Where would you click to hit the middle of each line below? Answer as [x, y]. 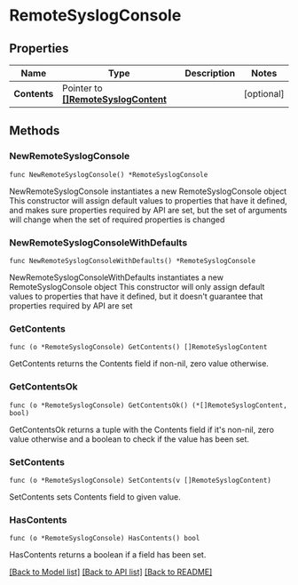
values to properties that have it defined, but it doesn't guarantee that [136, 296]
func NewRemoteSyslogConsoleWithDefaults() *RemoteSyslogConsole [132, 260]
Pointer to [82, 88]
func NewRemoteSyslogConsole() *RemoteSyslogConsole [109, 174]
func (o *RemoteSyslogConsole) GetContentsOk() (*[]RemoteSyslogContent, [149, 405]
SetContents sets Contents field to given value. [95, 497]
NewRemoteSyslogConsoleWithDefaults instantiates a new [117, 277]
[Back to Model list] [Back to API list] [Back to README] [111, 572]
